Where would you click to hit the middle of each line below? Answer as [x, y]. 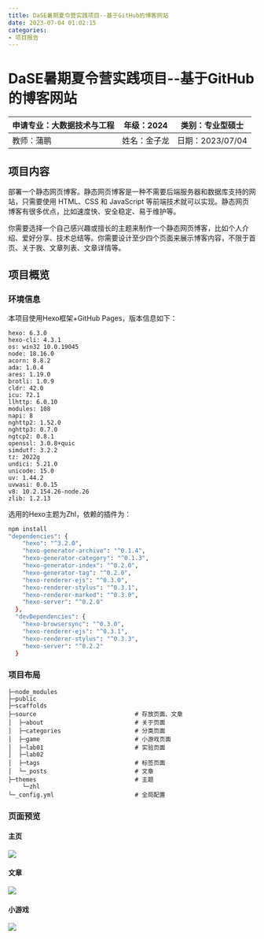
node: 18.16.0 [31, 354]
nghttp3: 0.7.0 [33, 429]
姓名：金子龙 [146, 141]
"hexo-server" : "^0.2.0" [63, 602]
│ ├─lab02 [26, 754]
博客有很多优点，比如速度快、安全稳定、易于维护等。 [94, 211]
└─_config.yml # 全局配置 [87, 795]
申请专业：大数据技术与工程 [64, 125]
